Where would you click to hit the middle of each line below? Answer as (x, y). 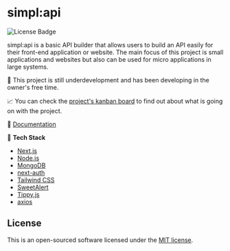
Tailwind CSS (36, 180)
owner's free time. (33, 87)
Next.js (27, 151)
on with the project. (35, 110)
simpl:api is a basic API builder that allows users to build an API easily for (110, 45)
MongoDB (31, 165)
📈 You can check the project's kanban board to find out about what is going (115, 101)
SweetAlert (33, 187)
